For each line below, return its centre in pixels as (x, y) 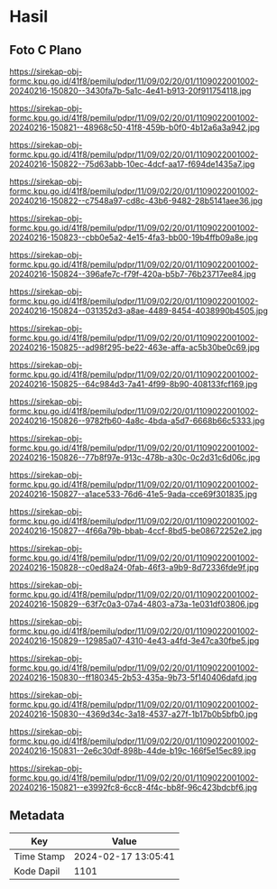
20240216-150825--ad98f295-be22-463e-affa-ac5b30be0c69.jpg (134, 347)
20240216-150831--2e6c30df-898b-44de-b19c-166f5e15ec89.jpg (133, 750)
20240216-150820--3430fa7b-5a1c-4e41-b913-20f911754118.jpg (130, 91)
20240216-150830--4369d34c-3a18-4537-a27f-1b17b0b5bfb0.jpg (134, 714)
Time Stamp (40, 857)
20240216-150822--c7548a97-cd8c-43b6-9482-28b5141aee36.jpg (136, 201)
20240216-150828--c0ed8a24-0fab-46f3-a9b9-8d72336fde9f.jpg (134, 567)
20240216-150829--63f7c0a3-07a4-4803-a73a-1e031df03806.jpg (134, 604)
